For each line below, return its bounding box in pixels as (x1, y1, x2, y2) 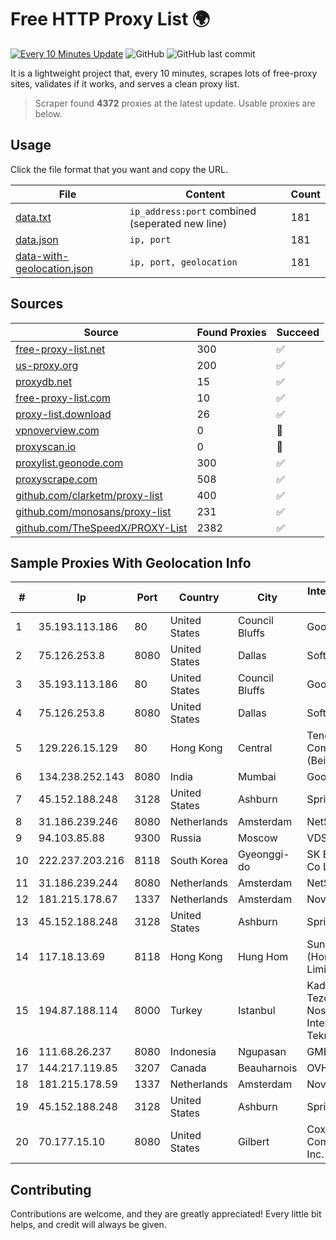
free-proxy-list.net (15, 342, 106, 356)
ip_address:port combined (129, 204, 257, 218)
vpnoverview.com (15, 423, 100, 437)
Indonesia (169, 1045, 217, 1059)
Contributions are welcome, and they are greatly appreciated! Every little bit (10, 1208, 322, 1220)
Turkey (169, 1004, 203, 1018)
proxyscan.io (15, 439, 77, 453)
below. (34, 107, 63, 120)
